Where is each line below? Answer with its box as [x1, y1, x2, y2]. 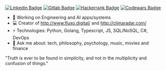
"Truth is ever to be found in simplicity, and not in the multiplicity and [5, 55, 147, 61]
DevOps [12, 35, 29, 40]
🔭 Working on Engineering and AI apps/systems [12, 14, 111, 20]
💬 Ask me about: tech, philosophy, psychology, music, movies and [12, 40, 149, 46]
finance [12, 45, 28, 51]
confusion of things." [5, 60, 48, 66]
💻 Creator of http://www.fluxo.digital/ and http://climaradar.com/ [12, 20, 146, 26]
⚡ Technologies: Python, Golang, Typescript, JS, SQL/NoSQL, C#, [12, 27, 148, 33]
